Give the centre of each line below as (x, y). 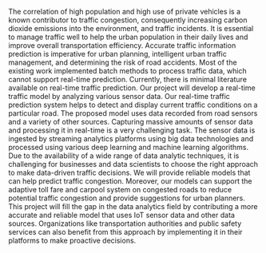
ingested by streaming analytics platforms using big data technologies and (131, 138)
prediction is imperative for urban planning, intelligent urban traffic (118, 54)
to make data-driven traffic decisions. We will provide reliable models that (129, 172)
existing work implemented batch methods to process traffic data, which (127, 71)
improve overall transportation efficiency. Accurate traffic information (122, 45)
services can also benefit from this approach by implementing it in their (125, 232)
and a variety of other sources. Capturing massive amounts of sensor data (131, 122)
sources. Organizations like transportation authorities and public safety (125, 223)
